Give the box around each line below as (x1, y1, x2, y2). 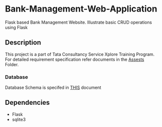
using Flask (5, 24, 28, 30)
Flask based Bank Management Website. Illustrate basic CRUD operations (5, 19, 152, 25)
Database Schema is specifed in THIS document (5, 85, 102, 90)
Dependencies (5, 99, 50, 107)
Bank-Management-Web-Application (5, 3, 158, 14)
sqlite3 (12, 116, 26, 122)
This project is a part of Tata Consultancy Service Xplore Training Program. (5, 51, 155, 57)
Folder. (5, 61, 19, 67)
